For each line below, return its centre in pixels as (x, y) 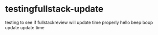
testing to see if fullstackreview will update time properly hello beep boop (79, 22)
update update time (25, 27)
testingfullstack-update (54, 9)
